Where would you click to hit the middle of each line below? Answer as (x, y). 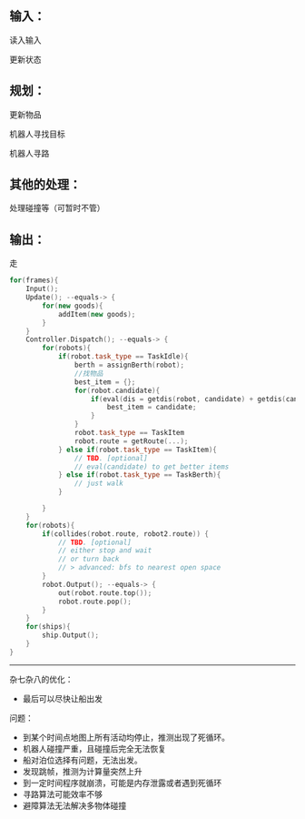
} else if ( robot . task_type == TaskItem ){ (138, 450)
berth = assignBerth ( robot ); (129, 365)
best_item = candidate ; (152, 408)
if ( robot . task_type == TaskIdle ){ (123, 357)
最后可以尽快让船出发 (62, 698)
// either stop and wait (105, 551)
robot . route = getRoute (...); (131, 441)
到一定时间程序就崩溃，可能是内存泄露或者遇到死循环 (122, 783)
